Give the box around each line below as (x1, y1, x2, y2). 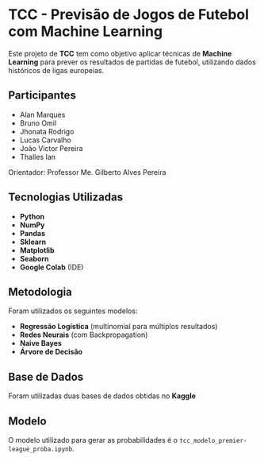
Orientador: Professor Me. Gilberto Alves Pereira (8, 167, 166, 176)
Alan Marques (19, 110, 66, 119)
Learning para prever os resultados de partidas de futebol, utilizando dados (8, 57, 256, 67)
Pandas (19, 228, 46, 238)
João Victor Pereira (19, 143, 83, 153)
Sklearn (19, 237, 47, 246)
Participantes (8, 89, 77, 103)
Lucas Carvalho (19, 135, 71, 145)
